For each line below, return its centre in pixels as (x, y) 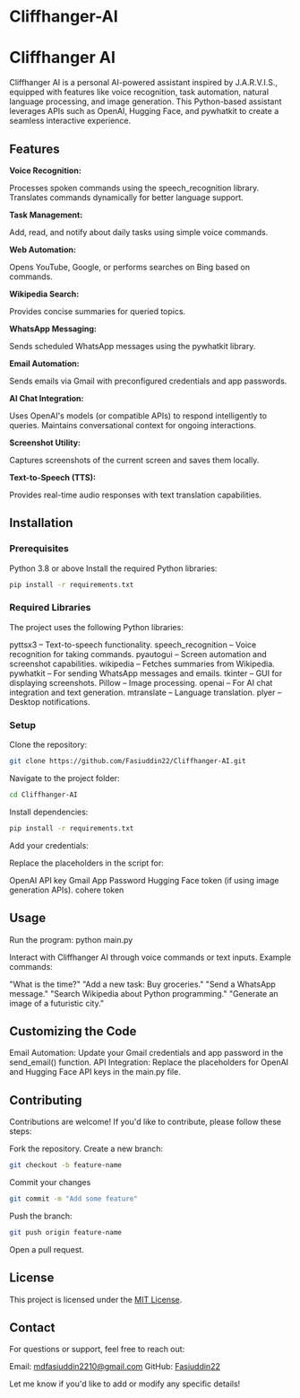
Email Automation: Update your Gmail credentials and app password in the (146, 1053)
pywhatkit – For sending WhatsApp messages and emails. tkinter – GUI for (146, 673)
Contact (32, 1328)
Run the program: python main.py (71, 939)
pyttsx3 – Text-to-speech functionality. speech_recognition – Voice (133, 645)
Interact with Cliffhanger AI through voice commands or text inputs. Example (150, 957)
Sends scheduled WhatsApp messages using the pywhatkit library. (133, 346)
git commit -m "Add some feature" (74, 1199)
